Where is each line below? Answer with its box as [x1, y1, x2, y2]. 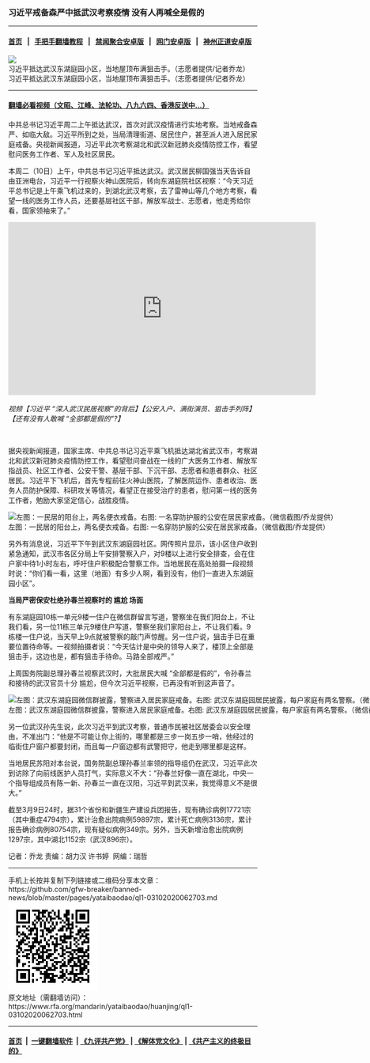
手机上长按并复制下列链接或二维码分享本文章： [8, 876, 160, 885]
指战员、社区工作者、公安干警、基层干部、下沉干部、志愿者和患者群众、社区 [8, 465, 258, 475]
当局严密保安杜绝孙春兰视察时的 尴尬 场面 [8, 595, 144, 604]
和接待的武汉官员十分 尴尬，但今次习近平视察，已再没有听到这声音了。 [8, 678, 239, 687]
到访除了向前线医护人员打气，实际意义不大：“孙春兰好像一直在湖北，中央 [8, 768, 247, 777]
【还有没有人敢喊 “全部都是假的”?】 [8, 414, 125, 423]
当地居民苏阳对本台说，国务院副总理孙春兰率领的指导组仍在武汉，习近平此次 [8, 758, 258, 768]
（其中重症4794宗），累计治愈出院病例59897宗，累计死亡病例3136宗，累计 [8, 815, 253, 824]
